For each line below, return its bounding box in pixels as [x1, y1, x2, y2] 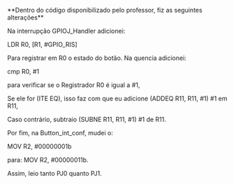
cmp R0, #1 [7, 68, 40, 75]
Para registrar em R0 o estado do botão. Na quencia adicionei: [7, 54, 187, 62]
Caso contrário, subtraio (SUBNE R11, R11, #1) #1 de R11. [7, 115, 166, 123]
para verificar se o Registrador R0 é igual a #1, [7, 81, 140, 89]
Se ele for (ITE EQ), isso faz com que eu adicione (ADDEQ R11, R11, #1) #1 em [7, 94, 228, 102]
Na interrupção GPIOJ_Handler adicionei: [7, 27, 126, 35]
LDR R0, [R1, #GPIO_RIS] [7, 40, 78, 48]
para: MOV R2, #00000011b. [7, 156, 89, 164]
